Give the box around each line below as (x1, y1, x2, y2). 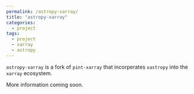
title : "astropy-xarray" (6, 14, 68, 20)
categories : (6, 20, 36, 25)
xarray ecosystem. (6, 69, 52, 77)
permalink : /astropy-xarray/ (6, 8, 79, 15)
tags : (6, 31, 20, 37)
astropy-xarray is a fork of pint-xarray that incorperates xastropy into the (6, 63, 189, 70)
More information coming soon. (6, 81, 83, 88)
